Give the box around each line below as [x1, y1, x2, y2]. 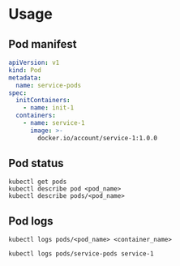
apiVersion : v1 [8, 58, 60, 66]
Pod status [8, 157, 64, 170]
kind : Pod [8, 66, 42, 74]
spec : [8, 88, 27, 97]
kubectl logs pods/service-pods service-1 [8, 250, 154, 258]
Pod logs [8, 214, 54, 228]
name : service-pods [15, 81, 82, 89]
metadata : [8, 74, 42, 82]
